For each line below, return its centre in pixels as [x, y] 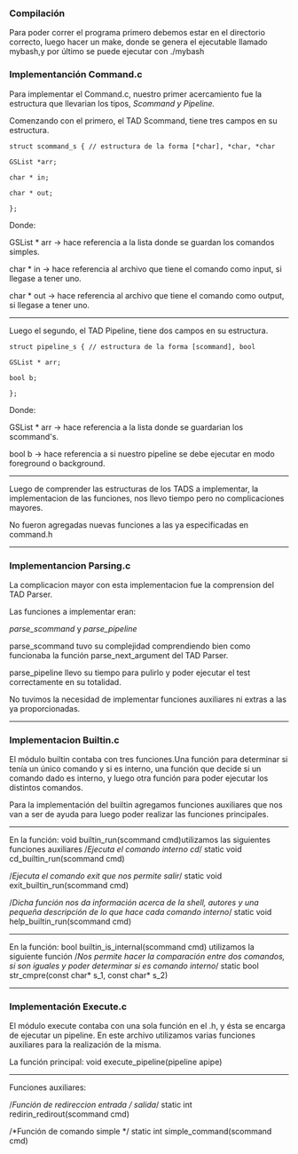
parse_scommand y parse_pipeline [73, 628]
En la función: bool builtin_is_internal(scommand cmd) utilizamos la [132, 947]
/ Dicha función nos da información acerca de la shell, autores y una [134, 903]
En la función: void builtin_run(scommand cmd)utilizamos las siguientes [140, 840]
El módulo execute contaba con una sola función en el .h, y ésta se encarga [147, 1026]
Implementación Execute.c [68, 1007]
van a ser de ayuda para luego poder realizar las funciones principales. [139, 815]
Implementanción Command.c [76, 75]
